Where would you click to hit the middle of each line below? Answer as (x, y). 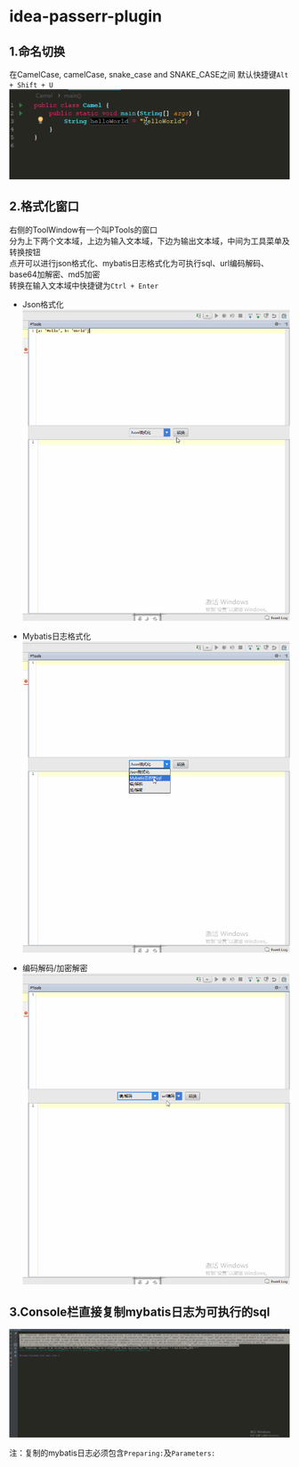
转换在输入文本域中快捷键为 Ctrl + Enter (84, 285)
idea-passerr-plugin (86, 16)
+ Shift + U (31, 86)
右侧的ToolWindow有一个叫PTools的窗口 (84, 230)
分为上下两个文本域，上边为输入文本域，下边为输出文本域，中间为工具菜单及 (149, 240)
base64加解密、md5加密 (55, 274)
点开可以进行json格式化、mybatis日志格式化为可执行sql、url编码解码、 (139, 263)
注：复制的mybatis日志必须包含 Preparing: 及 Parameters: (113, 1453)
